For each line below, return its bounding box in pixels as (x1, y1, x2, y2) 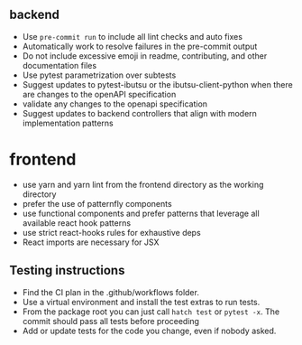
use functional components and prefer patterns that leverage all (22, 208, 260, 219)
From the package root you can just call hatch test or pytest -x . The (22, 306, 280, 317)
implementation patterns (22, 117, 114, 128)
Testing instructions (9, 263, 125, 278)
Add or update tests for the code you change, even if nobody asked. (22, 325, 277, 336)
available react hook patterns (22, 217, 132, 228)
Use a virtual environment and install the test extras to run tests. (22, 296, 261, 307)
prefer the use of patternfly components (22, 198, 173, 209)
